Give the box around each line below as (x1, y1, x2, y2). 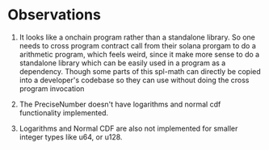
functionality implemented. (19, 107, 109, 118)
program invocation (19, 83, 85, 94)
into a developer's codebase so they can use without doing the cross (19, 75, 250, 85)
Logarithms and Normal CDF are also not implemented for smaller (19, 123, 238, 133)
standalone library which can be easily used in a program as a (19, 58, 226, 68)
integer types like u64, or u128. (19, 131, 123, 142)
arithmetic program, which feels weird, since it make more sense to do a (19, 49, 260, 59)
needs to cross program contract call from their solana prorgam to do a (19, 40, 256, 50)
